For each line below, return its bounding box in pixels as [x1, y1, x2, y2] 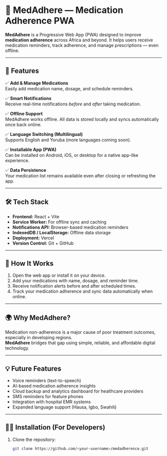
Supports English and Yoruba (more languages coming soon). [5, 137, 131, 143]
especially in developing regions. [5, 335, 73, 341]
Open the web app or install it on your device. [12, 272, 106, 279]
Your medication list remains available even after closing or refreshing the [5, 172, 156, 179]
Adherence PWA [5, 15, 75, 26]
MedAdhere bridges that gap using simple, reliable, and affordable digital [5, 340, 156, 346]
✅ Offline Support [5, 110, 43, 116]
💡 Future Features [5, 364, 62, 373]
